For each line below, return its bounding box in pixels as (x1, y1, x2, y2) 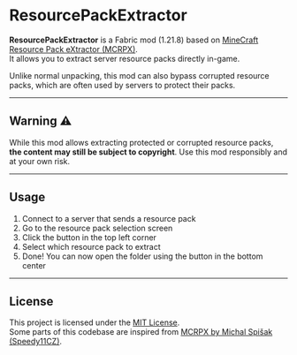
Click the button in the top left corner (21, 231, 157, 243)
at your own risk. (9, 155, 71, 166)
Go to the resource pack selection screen (21, 223, 173, 233)
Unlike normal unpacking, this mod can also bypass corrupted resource (9, 70, 270, 80)
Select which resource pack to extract (21, 241, 161, 252)
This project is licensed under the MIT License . (9, 317, 180, 328)
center (21, 260, 47, 270)
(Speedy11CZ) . (9, 336, 63, 347)
